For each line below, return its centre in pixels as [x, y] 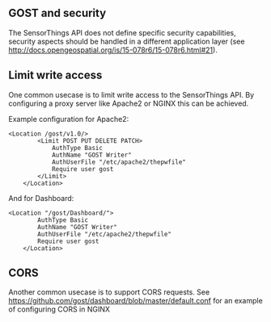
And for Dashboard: [41, 198]
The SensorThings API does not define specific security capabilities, [122, 32]
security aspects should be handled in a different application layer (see [127, 41]
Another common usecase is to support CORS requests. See [109, 292]
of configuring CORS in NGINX [59, 309]
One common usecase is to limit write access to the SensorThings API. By [131, 94]
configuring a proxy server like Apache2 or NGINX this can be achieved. [129, 103]
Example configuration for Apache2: [69, 119]
